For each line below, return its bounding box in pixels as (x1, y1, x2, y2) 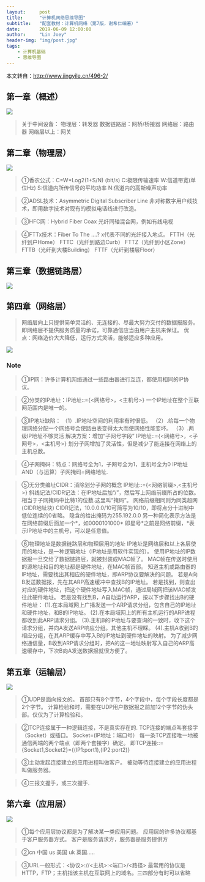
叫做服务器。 (21, 766, 54, 774)
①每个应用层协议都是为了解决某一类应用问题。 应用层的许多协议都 (21, 828, 192, 835)
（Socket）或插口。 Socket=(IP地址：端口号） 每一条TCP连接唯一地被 (21, 732, 199, 739)
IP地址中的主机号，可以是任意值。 (26, 527, 113, 535)
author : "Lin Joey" (6, 32, 67, 38)
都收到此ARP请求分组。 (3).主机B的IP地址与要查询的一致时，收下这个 (21, 617, 196, 624)
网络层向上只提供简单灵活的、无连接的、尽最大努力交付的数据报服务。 (21, 319, 199, 326)
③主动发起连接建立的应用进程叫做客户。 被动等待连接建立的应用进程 (21, 758, 197, 766)
